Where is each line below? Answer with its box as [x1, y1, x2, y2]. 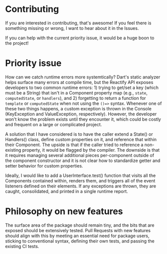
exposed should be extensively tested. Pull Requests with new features [5, 227, 151, 233]
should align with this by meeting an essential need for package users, [5, 233, 150, 239]
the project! [5, 40, 29, 46]
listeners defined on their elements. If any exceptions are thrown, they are [5, 183, 157, 189]
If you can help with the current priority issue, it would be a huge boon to [5, 35, 155, 41]
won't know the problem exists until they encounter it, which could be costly [5, 116, 162, 122]
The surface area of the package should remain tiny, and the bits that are [5, 222, 155, 228]
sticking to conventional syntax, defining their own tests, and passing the [5, 238, 155, 244]
